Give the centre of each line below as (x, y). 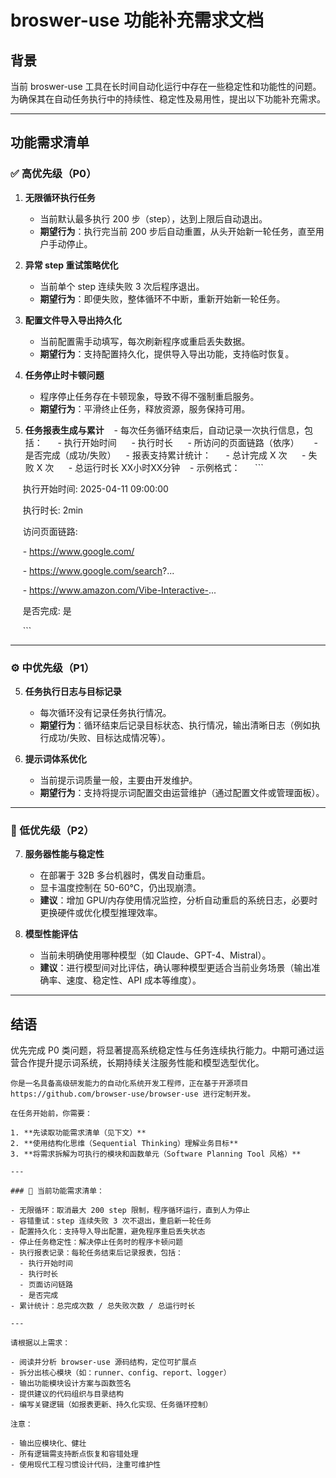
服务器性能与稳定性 (64, 854)
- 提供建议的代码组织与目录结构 (67, 1394)
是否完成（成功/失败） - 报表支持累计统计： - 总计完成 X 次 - (165, 455)
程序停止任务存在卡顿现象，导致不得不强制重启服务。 (149, 396)
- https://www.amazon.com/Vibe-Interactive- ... (119, 590)
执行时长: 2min (53, 510)
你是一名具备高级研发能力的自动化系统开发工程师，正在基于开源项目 (129, 1084)
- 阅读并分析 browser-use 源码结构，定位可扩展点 (103, 1362)
